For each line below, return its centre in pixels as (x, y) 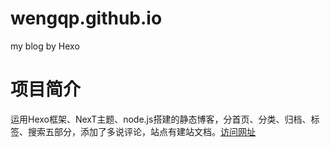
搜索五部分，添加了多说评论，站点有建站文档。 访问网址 (141, 131)
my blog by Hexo (45, 46)
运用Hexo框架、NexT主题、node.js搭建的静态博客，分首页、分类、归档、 (161, 119)
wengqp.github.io (86, 18)
